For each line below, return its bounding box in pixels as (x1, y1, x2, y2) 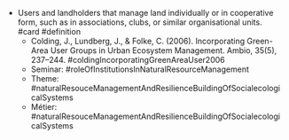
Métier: (30, 102, 58, 112)
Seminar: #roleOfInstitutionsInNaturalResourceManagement (30, 64, 250, 74)
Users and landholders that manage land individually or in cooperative (17, 8, 274, 18)
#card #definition (17, 27, 82, 36)
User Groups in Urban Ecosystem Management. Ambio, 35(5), (50, 45, 277, 56)
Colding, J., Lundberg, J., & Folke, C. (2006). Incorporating (30, 35, 246, 46)
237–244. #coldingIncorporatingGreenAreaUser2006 (30, 55, 225, 65)
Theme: (30, 74, 59, 83)
